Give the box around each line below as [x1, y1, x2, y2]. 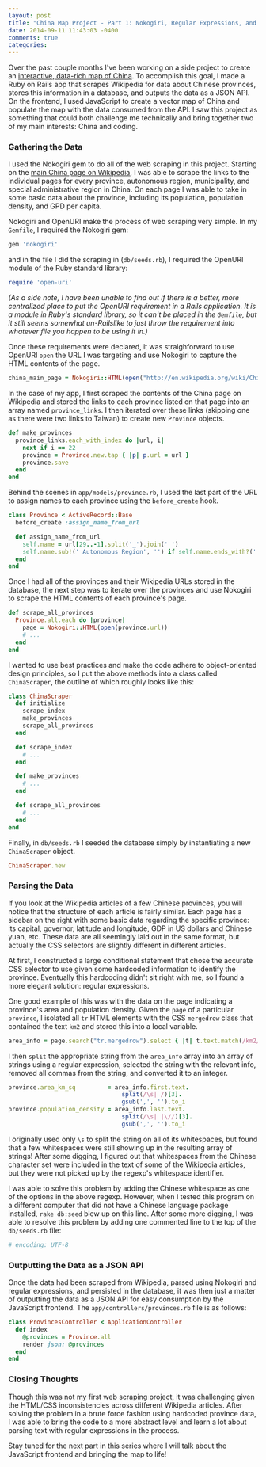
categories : [8, 41, 47, 49]
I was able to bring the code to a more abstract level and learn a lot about [8, 1417, 247, 1427]
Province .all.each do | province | [15, 616, 126, 624]
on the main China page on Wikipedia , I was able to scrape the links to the [8, 168, 249, 177]
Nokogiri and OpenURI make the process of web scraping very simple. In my [8, 217, 258, 227]
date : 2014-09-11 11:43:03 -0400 [8, 26, 119, 34]
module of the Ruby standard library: [8, 263, 128, 273]
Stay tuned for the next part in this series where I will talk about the [8, 1441, 227, 1450]
